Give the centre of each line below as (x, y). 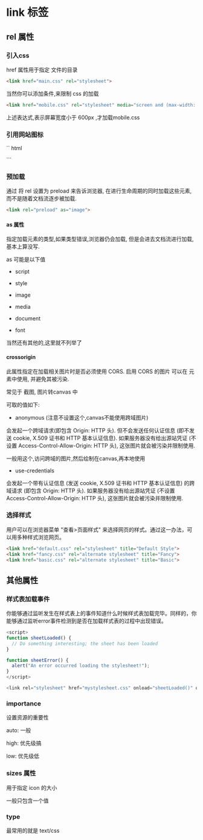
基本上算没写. (23, 246)
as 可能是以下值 (26, 260)
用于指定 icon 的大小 (32, 787)
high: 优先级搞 (24, 743)
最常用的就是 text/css (33, 830)
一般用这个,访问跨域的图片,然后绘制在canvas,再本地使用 (76, 458)
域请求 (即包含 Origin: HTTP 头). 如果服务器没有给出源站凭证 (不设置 (91, 491)
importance (24, 703)
